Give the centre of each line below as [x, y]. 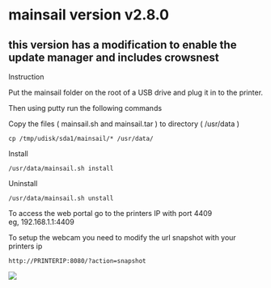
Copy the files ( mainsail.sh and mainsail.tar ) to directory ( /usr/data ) [124, 124]
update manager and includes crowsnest [114, 57]
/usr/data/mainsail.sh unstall [61, 198]
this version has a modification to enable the [123, 45]
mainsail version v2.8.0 [89, 15]
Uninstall [23, 183]
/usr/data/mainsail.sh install [61, 168]
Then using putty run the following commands [85, 108]
